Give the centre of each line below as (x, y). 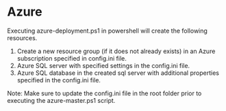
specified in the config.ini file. (59, 80)
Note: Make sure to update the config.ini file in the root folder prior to (104, 93)
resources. (22, 37)
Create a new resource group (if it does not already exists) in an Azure (116, 51)
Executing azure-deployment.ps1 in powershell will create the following (107, 31)
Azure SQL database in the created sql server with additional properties (118, 73)
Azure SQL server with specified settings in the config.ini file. (103, 65)
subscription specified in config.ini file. (72, 58)
